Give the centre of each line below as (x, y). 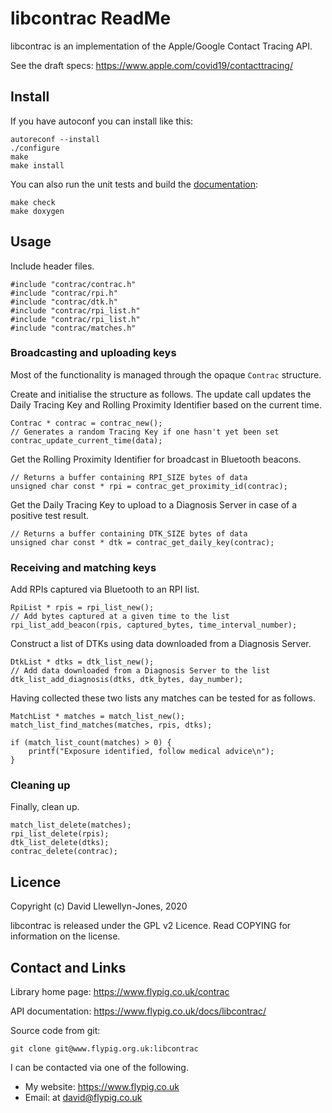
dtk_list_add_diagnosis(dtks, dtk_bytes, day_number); (127, 680)
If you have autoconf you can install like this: (102, 121)
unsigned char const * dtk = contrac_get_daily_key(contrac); (142, 542)
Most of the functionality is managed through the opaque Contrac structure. (166, 374)
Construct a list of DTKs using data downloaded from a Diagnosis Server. (161, 644)
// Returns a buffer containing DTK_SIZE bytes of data (129, 533)
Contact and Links (68, 967)
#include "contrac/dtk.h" (64, 302)
